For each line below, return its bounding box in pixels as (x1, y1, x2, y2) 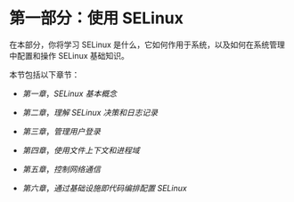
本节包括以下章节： (9, 69, 80, 80)
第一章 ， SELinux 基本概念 (21, 88, 118, 99)
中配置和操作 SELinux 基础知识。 (9, 50, 129, 61)
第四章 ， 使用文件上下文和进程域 (21, 144, 140, 156)
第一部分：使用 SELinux (9, 8, 184, 28)
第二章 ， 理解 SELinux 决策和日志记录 (21, 107, 159, 117)
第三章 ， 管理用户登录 (21, 125, 101, 136)
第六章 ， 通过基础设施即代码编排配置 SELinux (21, 182, 187, 193)
